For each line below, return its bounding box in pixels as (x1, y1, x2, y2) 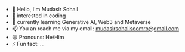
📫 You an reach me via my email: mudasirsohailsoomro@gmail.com (11, 25, 179, 32)
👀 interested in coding (11, 12, 66, 19)
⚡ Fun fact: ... (11, 41, 45, 47)
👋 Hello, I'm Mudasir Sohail (11, 6, 79, 13)
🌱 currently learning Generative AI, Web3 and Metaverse (11, 19, 151, 25)
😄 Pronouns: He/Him (11, 33, 64, 41)
